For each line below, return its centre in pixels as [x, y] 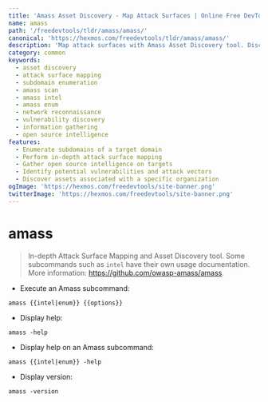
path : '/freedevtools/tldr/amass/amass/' [78, 30]
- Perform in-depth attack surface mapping [89, 157]
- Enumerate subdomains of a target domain [89, 149]
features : [25, 142]
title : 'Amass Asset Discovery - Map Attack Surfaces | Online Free [124, 16]
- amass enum [37, 105]
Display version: [46, 376]
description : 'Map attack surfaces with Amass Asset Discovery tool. [126, 46]
